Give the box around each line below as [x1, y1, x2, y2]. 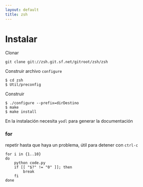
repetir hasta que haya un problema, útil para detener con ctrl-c [5, 142, 139, 148]
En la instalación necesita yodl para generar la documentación [5, 118, 133, 124]
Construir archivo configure [5, 68, 62, 74]
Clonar [5, 50, 19, 56]
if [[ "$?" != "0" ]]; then [14, 165, 72, 170]
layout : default [5, 7, 39, 12]
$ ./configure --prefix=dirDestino [5, 101, 79, 106]
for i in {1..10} [5, 152, 41, 157]
